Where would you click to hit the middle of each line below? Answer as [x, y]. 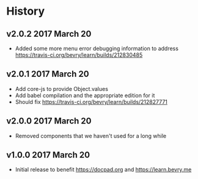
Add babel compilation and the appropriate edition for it [85, 95]
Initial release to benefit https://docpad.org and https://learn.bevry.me [103, 170]
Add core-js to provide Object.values [62, 89]
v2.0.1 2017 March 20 [48, 74]
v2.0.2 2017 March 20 [49, 34]
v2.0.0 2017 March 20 [49, 121]
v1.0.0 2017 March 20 [48, 155]
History [26, 11]
